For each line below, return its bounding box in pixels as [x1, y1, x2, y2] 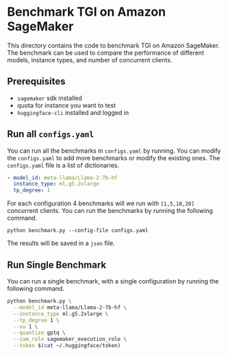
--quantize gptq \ [13, 329, 66, 336]
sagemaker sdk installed [16, 94, 82, 102]
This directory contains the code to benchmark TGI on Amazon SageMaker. [7, 41, 220, 49]
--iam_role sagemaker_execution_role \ [13, 336, 127, 343]
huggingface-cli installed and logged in [16, 108, 129, 116]
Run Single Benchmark [7, 259, 107, 270]
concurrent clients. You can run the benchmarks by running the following [7, 207, 214, 215]
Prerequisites [7, 76, 66, 88]
